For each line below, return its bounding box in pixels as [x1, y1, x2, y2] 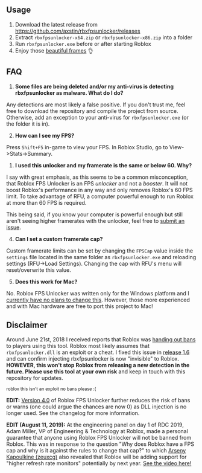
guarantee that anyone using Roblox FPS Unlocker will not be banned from [6, 434, 192, 442]
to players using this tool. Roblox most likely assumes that [6, 343, 150, 350]
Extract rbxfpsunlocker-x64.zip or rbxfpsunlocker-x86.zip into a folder [14, 33, 193, 41]
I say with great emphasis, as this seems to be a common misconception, [6, 173, 188, 181]
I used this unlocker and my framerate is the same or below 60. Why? [14, 161, 192, 169]
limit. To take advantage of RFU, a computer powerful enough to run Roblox [6, 193, 194, 200]
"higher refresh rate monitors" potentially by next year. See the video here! [6, 460, 192, 467]
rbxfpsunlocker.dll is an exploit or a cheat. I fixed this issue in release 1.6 [6, 349, 190, 356]
